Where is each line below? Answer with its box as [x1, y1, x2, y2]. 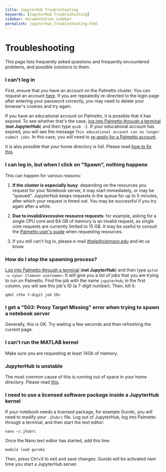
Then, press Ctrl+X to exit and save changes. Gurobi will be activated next [5, 456, 156, 462]
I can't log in [5, 76, 36, 83]
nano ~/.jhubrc [5, 429, 37, 434]
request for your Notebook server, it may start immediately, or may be [12, 187, 155, 193]
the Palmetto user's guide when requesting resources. [12, 228, 123, 234]
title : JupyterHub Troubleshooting [5, 7, 79, 12]
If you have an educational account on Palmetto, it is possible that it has [5, 113, 152, 119]
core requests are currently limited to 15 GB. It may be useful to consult [12, 223, 157, 229]
